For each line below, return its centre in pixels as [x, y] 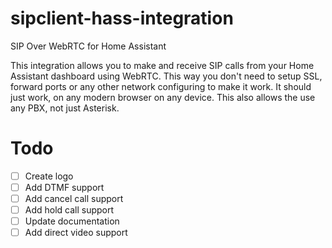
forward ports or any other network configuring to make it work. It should [161, 86]
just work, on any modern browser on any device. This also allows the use [163, 97]
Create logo [49, 176]
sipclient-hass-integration [122, 18]
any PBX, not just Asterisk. [65, 108]
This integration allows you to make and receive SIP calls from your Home [162, 65]
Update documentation [72, 221]
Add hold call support [69, 210]
